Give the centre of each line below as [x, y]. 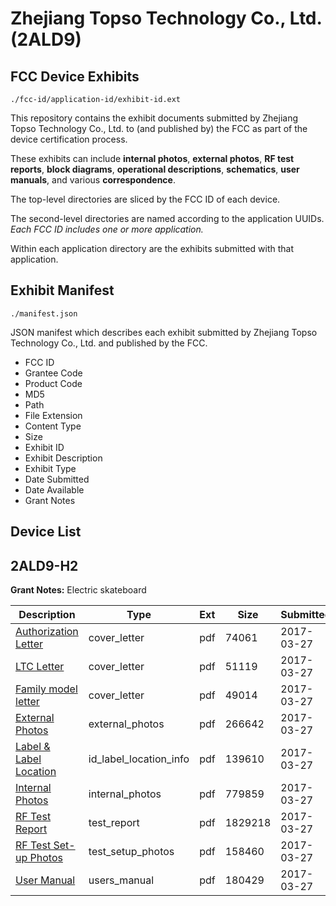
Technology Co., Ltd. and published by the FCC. [109, 343]
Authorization [47, 632]
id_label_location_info [139, 759]
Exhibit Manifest [62, 290]
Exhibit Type [50, 468]
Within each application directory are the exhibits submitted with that [152, 248]
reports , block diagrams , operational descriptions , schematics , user [155, 169]
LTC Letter [40, 667]
